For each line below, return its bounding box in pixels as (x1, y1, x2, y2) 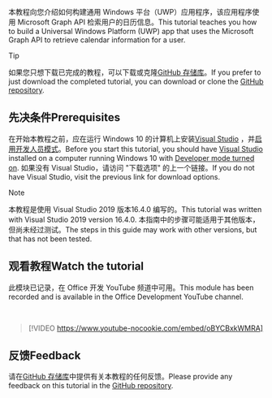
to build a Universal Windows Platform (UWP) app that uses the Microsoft (8, 27, 254, 36)
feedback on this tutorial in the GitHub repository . (8, 381, 174, 391)
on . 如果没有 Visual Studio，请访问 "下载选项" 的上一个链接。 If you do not (8, 162, 255, 172)
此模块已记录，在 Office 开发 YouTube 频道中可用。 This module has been (8, 283, 254, 292)
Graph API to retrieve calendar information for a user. (8, 35, 186, 45)
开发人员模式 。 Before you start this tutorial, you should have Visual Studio (15, 144, 264, 154)
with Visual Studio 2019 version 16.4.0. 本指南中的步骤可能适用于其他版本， (8, 214, 260, 224)
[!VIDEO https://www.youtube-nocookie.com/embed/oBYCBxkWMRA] (28, 323, 264, 333)
